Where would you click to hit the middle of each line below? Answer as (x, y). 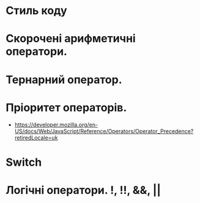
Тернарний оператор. (64, 79)
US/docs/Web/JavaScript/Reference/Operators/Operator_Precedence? (104, 131)
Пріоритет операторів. (66, 107)
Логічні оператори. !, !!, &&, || (83, 190)
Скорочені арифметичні (71, 39)
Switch (24, 162)
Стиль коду (37, 11)
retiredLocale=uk (36, 138)
